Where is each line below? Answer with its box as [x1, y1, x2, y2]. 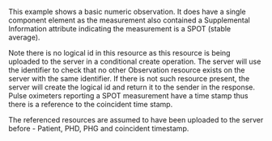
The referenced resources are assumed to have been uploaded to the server [8, 115, 264, 124]
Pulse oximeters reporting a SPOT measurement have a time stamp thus [8, 91, 249, 100]
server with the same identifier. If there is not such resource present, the [8, 74, 250, 83]
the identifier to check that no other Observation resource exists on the [8, 65, 245, 75]
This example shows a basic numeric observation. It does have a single [8, 7, 246, 16]
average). [8, 32, 40, 42]
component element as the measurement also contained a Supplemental [8, 15, 251, 25]
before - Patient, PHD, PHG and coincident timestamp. [8, 124, 189, 133]
